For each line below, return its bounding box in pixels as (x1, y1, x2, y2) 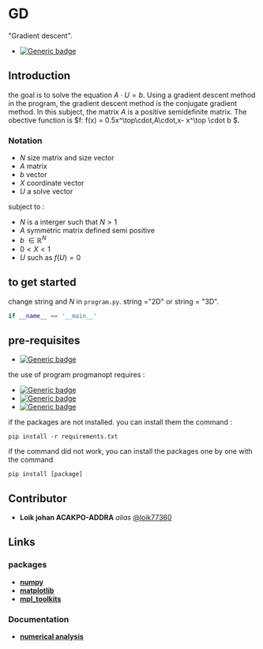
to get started (8, 276, 77, 289)
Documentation (8, 613, 70, 624)
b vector (19, 170, 47, 179)
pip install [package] (8, 470, 83, 478)
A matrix (19, 161, 47, 171)
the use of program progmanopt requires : (8, 370, 145, 379)
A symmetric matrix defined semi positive (19, 226, 156, 236)
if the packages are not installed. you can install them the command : (8, 417, 233, 427)
